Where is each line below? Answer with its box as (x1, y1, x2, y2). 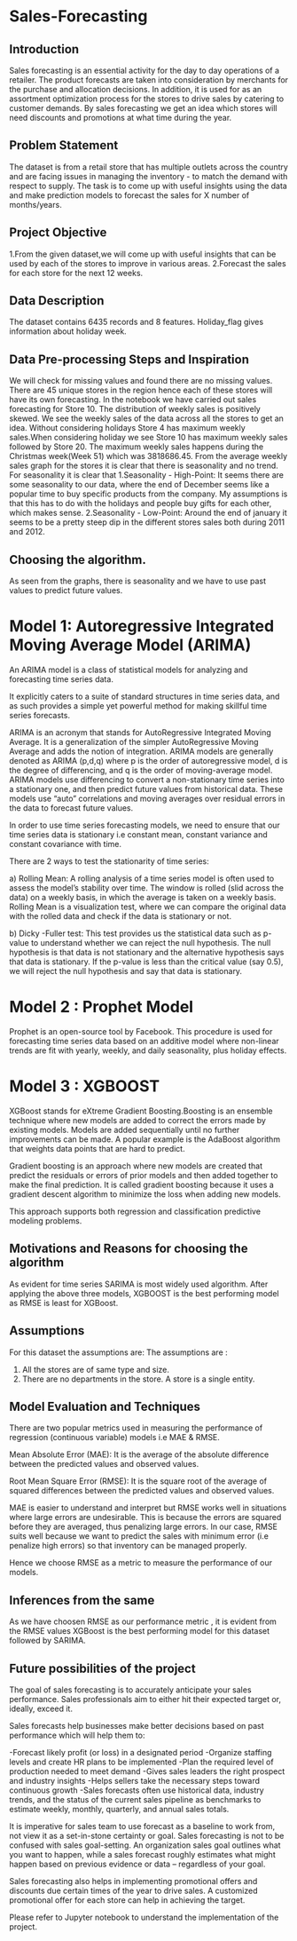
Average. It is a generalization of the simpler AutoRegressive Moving (9, 737, 259, 747)
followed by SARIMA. (9, 1636, 86, 1646)
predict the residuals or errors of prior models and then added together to (9, 1169, 278, 1180)
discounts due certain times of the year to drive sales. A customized (9, 1885, 258, 1896)
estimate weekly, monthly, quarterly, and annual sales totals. (9, 1803, 230, 1814)
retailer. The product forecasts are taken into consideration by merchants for (9, 75, 289, 85)
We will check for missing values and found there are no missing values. (9, 376, 273, 386)
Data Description (9, 293, 105, 308)
